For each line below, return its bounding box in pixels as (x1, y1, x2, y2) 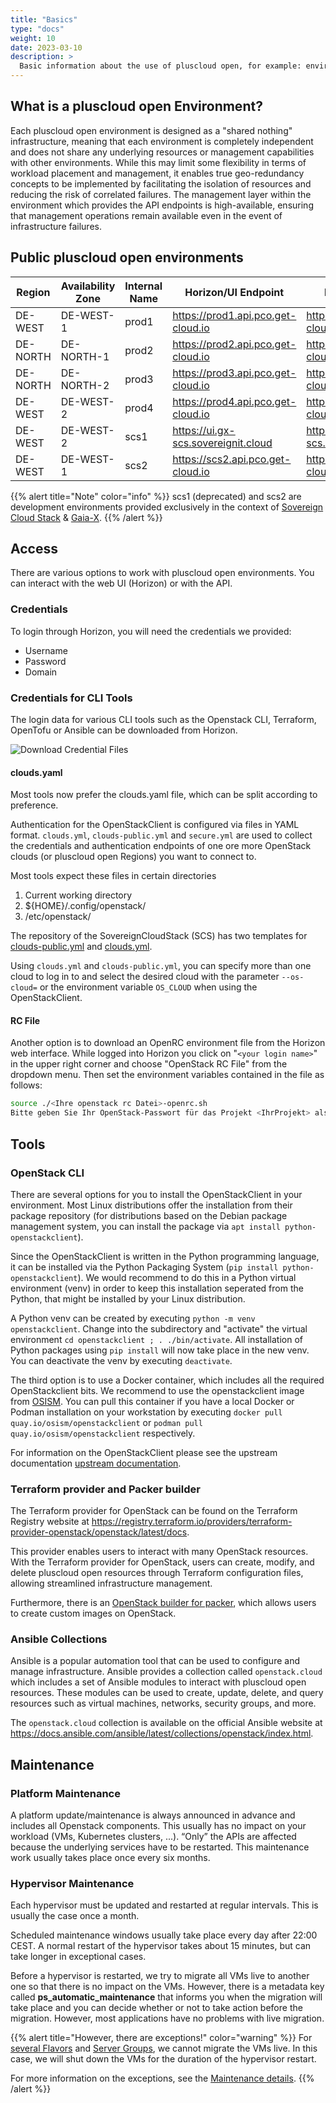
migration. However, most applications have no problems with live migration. (10, 2012, 325, 2025)
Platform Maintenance (10, 1786, 121, 1800)
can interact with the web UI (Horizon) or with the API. (10, 577, 233, 590)
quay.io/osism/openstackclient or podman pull (10, 1416, 203, 1428)
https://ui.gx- (172, 423, 236, 437)
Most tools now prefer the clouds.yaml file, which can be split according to (10, 789, 318, 801)
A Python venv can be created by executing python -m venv (10, 1312, 256, 1324)
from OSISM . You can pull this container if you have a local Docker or (10, 1395, 295, 1407)
